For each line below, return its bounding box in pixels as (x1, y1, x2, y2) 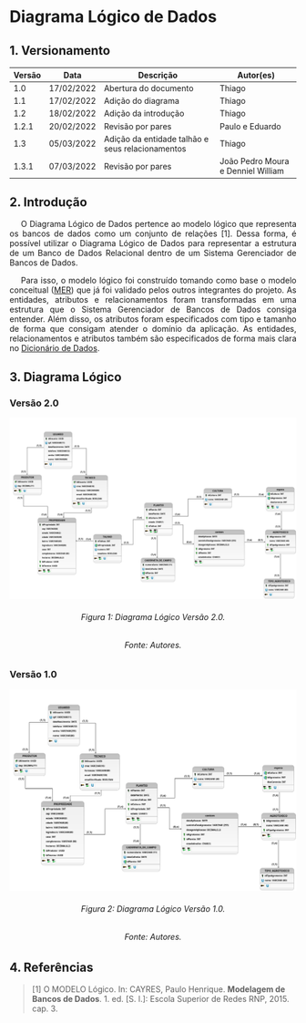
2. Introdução (9, 194, 88, 210)
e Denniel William (219, 166, 285, 176)
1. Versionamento (9, 43, 111, 58)
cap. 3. (31, 1003, 58, 1014)
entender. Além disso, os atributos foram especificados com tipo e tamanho (9, 314, 297, 325)
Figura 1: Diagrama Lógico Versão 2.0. (80, 611, 226, 622)
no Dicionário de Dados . (9, 343, 100, 354)
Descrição (138, 69, 178, 80)
